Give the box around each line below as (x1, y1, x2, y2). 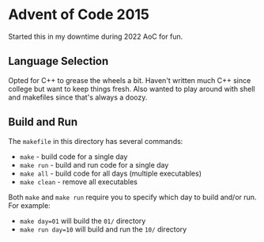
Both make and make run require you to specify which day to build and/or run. (8, 192, 257, 202)
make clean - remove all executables (19, 176, 138, 187)
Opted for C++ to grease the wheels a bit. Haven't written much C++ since (8, 75, 251, 85)
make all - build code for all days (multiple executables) (19, 168, 202, 178)
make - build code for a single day (19, 152, 128, 161)
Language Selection (8, 55, 109, 68)
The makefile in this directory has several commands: (8, 136, 183, 146)
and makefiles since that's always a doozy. (8, 93, 148, 102)
